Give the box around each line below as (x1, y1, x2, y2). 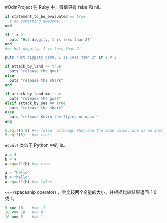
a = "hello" (5, 170, 30, 175)
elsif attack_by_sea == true (5, 101, 66, 106)
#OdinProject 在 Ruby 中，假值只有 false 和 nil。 (5, 4, 104, 10)
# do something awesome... (9, 19, 66, 24)
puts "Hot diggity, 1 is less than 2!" (9, 37, 92, 42)
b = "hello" (5, 175, 30, 180)
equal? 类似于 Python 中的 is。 (5, 142, 68, 148)
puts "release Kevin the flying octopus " (9, 114, 99, 119)
